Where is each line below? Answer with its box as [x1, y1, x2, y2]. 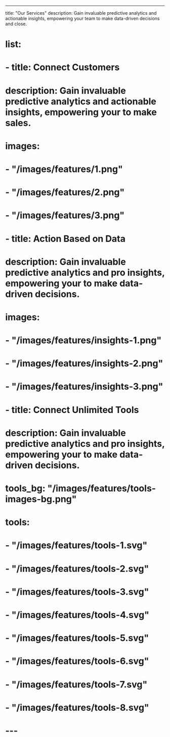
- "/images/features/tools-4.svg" [5, 609, 149, 621]
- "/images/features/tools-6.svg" [5, 656, 149, 667]
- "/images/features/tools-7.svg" [5, 679, 148, 690]
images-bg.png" [5, 494, 77, 505]
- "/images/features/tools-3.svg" [5, 586, 149, 597]
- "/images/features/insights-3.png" [5, 381, 163, 392]
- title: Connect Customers [5, 62, 120, 73]
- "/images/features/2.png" [5, 187, 125, 198]
